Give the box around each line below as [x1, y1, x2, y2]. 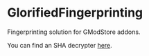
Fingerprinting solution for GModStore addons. [7, 28, 141, 36]
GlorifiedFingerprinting [7, 5, 143, 21]
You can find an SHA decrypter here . [7, 41, 112, 49]
